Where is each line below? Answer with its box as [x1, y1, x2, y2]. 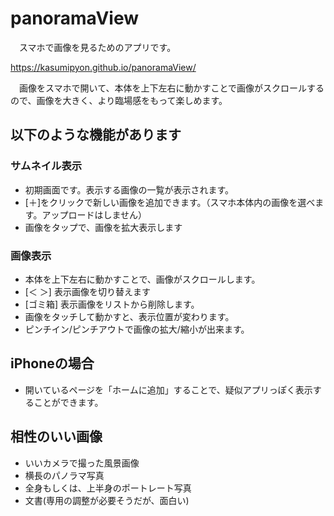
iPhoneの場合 [10, 355, 95, 372]
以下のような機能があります [10, 127, 182, 144]
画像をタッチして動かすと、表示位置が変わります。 [24, 310, 235, 322]
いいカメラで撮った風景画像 [24, 457, 140, 469]
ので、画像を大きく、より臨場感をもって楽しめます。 [10, 94, 228, 106]
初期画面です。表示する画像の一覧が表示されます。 [24, 183, 234, 196]
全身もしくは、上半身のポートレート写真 [24, 482, 192, 494]
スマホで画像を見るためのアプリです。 [18, 41, 177, 53]
